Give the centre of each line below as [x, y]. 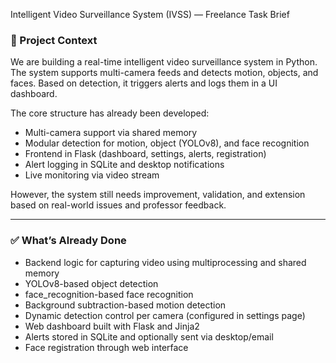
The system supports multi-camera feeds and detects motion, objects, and [164, 73]
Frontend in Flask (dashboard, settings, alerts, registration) [145, 154]
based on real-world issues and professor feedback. [118, 205]
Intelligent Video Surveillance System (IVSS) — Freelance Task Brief [150, 14]
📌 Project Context [54, 40]
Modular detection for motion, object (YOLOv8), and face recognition [167, 143]
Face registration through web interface [106, 347]
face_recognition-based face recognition [109, 294]
